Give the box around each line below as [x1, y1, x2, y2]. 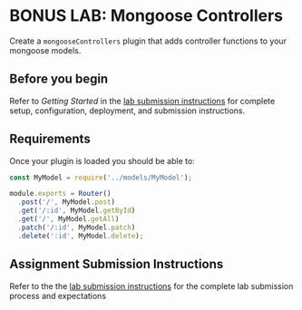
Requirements [9, 131, 91, 147]
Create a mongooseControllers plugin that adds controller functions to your [9, 35, 287, 46]
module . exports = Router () [9, 189, 112, 199]
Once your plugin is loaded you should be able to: [9, 155, 195, 166]
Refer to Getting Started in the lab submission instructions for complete [9, 95, 276, 106]
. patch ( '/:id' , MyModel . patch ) [17, 223, 136, 232]
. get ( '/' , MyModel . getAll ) [17, 215, 120, 224]
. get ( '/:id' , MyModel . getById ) [17, 206, 136, 216]
